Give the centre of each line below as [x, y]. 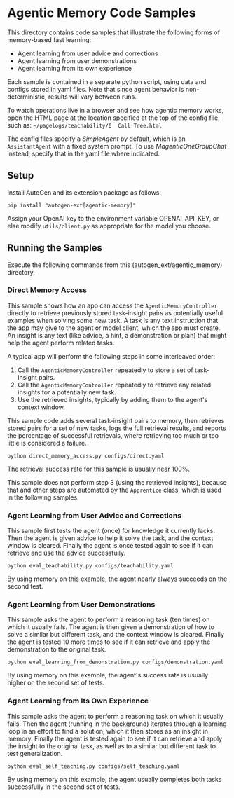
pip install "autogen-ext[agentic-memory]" [72, 205]
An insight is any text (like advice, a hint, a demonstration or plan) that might [117, 335]
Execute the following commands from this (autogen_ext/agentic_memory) [115, 265]
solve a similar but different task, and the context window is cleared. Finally [116, 635]
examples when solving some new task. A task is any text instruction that [113, 320]
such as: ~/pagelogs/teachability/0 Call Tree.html [85, 125]
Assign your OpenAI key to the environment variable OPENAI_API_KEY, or [113, 218]
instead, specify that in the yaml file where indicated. [83, 153]
